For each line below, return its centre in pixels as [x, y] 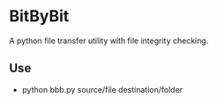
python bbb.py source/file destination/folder [102, 89]
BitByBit [39, 16]
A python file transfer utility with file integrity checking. [109, 41]
